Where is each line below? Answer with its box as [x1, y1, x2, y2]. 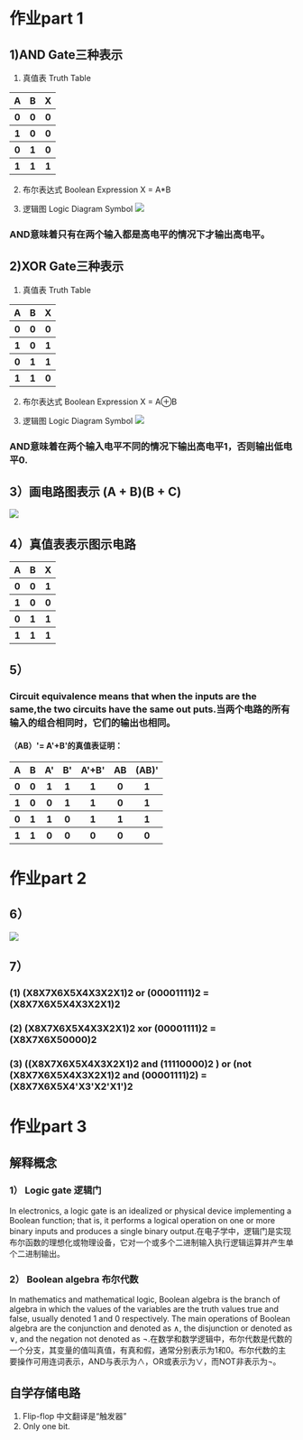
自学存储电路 [9, 1385, 81, 1400]
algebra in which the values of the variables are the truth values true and [9, 1304, 280, 1315]
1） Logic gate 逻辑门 [9, 1184, 102, 1196]
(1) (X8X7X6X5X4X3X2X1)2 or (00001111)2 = [9, 987, 210, 1000]
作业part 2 [9, 868, 87, 889]
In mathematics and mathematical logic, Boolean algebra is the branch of [9, 1294, 281, 1305]
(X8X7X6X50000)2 [9, 1034, 97, 1047]
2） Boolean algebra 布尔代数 [9, 1273, 139, 1286]
